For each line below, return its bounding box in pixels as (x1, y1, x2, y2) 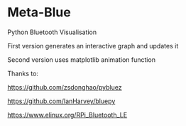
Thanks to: (7, 69, 39, 78)
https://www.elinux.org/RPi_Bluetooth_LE (7, 110, 128, 119)
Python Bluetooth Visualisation (7, 28, 97, 36)
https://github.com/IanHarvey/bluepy (7, 97, 116, 105)
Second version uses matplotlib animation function (7, 55, 156, 64)
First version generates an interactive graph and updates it (7, 41, 179, 50)
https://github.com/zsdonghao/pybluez (7, 83, 122, 91)
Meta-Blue (7, 4, 71, 21)
